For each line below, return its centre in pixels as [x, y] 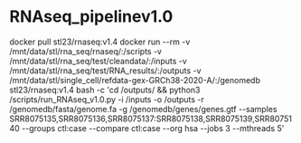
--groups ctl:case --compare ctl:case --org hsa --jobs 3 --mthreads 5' [153, 128]
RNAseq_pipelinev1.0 [91, 17]
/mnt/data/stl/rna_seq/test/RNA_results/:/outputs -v [105, 71]
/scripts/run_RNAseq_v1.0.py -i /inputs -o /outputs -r [107, 99]
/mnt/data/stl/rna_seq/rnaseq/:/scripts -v [86, 51]
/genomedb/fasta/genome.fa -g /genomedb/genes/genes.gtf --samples [143, 109]
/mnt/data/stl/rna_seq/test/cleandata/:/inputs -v [98, 61]
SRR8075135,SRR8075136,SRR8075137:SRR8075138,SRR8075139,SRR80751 [150, 119]
